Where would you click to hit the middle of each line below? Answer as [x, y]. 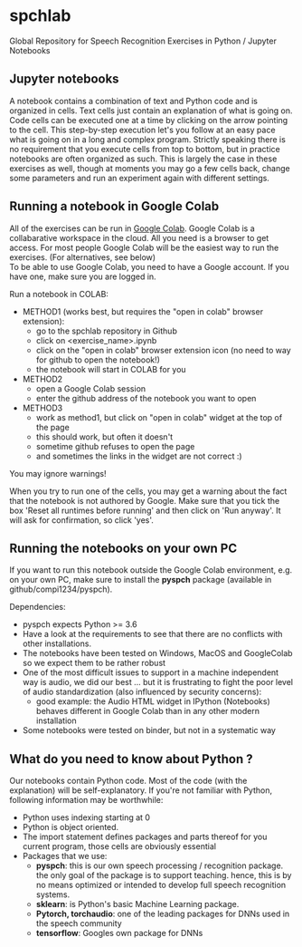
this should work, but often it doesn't [104, 437]
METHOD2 [42, 379]
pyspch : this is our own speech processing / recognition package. [160, 865]
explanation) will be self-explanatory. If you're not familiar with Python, [141, 790]
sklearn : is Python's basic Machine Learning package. [137, 904]
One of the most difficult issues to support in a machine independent [150, 672]
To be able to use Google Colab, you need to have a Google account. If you [149, 266]
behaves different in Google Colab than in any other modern [148, 711]
